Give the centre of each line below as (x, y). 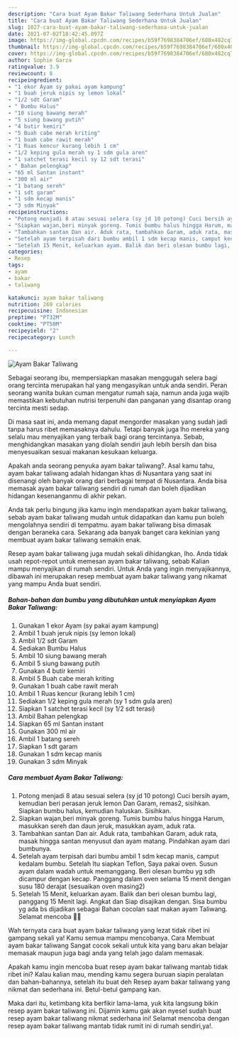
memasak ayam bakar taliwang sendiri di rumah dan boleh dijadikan (107, 488)
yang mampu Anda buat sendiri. (55, 584)
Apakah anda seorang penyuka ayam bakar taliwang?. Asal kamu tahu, (111, 466)
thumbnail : (24, 47)
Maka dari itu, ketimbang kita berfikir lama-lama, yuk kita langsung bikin (113, 1003)
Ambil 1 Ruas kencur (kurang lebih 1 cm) (77, 693)
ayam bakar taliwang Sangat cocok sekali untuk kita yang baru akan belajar (118, 945)
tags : (16, 265)
